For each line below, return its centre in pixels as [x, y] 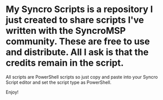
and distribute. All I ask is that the [77, 52]
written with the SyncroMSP [66, 31]
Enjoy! [12, 92]
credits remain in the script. [65, 63]
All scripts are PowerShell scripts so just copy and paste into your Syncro [82, 77]
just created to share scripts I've [75, 20]
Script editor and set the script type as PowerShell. [59, 82]
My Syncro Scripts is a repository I [79, 9]
